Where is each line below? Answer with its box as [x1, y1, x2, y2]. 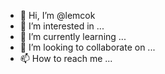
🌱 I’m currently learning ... [19, 31, 127, 42]
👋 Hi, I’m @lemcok [19, 10, 96, 21]
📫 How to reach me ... [19, 53, 113, 64]
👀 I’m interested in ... [19, 20, 105, 32]
